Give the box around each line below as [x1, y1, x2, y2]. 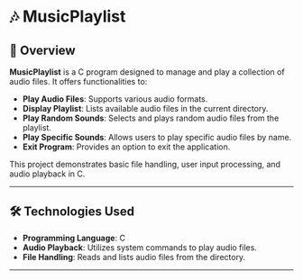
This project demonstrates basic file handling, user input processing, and [9, 159, 281, 169]
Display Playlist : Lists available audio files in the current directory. [22, 104, 269, 113]
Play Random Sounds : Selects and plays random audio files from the [22, 113, 280, 123]
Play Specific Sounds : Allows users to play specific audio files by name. [22, 132, 292, 142]
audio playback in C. [9, 168, 86, 179]
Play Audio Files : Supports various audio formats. [22, 94, 208, 104]
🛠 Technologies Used [9, 204, 135, 220]
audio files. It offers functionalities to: [9, 77, 148, 86]
